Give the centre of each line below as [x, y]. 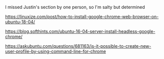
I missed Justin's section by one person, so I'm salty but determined [75, 7]
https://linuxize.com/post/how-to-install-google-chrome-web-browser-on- [82, 16]
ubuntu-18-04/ [20, 22]
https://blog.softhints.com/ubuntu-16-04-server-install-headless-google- [80, 31]
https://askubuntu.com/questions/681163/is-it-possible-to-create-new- [78, 46]
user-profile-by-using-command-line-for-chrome [56, 51]
